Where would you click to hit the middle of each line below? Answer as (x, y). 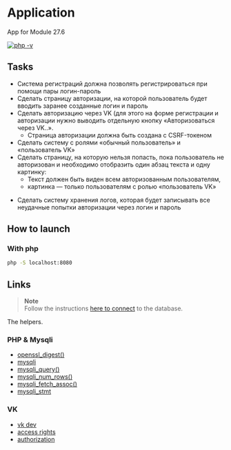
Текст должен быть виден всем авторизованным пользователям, (124, 179)
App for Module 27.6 (36, 32)
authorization (36, 439)
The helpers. (25, 322)
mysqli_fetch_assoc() (47, 384)
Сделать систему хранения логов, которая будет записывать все (113, 200)
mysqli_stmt (34, 391)
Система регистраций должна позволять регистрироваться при (112, 84)
